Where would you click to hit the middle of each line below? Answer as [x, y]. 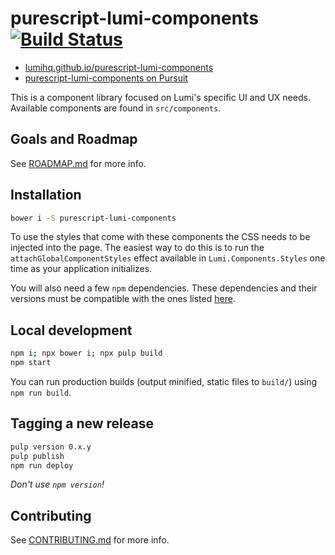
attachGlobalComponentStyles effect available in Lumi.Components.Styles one [168, 258]
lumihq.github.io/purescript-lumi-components [119, 67]
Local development [71, 330]
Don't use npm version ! [57, 484]
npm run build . [41, 392]
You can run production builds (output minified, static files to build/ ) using [164, 381]
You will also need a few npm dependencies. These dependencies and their [164, 288]
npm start [31, 363]
